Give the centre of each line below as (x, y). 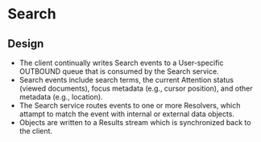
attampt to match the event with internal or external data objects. (127, 114)
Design (26, 44)
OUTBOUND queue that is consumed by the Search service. (119, 71)
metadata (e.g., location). (61, 97)
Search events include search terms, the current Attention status (126, 80)
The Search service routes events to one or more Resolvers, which (130, 105)
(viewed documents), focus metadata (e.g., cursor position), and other (136, 88)
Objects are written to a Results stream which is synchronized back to (135, 122)
